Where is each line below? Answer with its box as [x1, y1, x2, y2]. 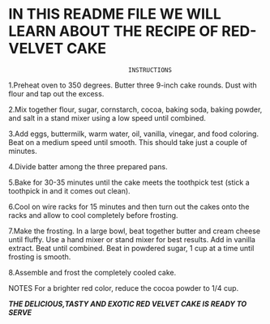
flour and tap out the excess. [8, 88, 105, 98]
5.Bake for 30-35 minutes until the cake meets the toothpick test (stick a [8, 177, 250, 187]
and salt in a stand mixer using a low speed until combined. [8, 113, 207, 122]
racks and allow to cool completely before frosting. [8, 210, 178, 220]
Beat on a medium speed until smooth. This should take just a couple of [8, 137, 247, 147]
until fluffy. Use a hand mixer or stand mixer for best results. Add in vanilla [8, 234, 255, 244]
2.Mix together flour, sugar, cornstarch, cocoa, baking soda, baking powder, [8, 104, 263, 114]
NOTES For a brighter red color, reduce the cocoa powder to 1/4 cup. [8, 283, 239, 292]
